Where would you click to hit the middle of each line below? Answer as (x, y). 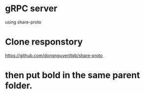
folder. (19, 86)
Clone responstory (44, 42)
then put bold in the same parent (72, 75)
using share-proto (23, 22)
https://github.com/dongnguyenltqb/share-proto (54, 55)
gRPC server (31, 9)
